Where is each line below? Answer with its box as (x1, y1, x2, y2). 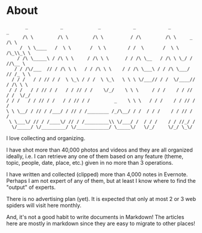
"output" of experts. (6, 184, 56, 191)
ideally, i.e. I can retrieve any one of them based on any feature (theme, (6, 152, 184, 160)
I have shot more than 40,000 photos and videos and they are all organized (6, 146, 193, 153)
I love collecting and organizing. (6, 134, 86, 142)
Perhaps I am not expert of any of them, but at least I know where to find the (6, 177, 196, 184)
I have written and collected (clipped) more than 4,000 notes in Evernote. (6, 170, 188, 178)
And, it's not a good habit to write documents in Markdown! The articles (6, 213, 185, 220)
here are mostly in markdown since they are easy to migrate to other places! (6, 220, 195, 227)
